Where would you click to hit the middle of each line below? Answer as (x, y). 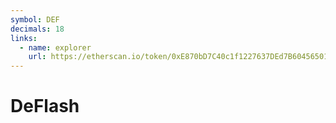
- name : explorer (55, 47)
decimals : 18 (37, 29)
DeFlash (45, 106)
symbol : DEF (35, 19)
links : (24, 38)
